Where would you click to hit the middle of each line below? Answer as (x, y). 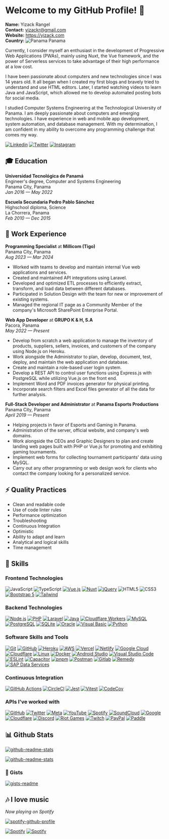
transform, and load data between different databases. (69, 288)
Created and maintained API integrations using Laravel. (70, 277)
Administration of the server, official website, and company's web (81, 430)
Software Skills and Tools (37, 637)
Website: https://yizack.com (35, 35)
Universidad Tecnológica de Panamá (44, 176)
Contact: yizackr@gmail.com (36, 29)
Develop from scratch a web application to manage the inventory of (82, 340)
